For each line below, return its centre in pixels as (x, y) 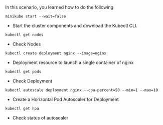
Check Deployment (32, 81)
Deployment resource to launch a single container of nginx (73, 62)
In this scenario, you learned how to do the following (59, 7)
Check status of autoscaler (40, 118)
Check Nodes (27, 44)
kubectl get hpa (22, 108)
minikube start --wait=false (36, 16)
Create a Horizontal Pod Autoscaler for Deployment (65, 99)
